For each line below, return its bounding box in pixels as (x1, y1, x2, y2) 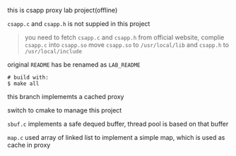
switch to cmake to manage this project (7, 106, 122, 115)
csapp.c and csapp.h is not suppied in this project (7, 20, 151, 27)
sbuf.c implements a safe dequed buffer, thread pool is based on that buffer (7, 119, 229, 128)
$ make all (7, 80, 40, 87)
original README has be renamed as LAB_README (7, 60, 141, 69)
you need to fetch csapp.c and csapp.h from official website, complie (24, 33, 225, 41)
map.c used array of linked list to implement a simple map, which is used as (7, 134, 225, 141)
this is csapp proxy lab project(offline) (7, 6, 118, 14)
